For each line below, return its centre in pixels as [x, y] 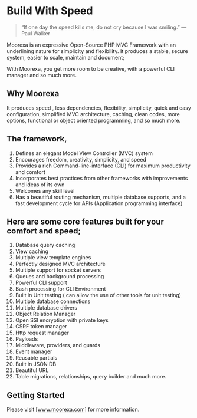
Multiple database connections [53, 301]
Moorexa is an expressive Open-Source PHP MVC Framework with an [91, 45]
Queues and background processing [60, 277]
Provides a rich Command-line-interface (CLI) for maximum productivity [103, 166]
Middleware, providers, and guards [58, 345]
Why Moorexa [33, 93]
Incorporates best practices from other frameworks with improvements [101, 178]
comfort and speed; [44, 231]
